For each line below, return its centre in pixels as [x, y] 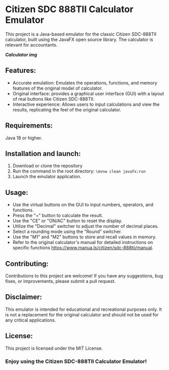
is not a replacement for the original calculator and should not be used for [82, 314]
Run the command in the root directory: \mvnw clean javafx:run [79, 171]
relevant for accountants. [31, 45]
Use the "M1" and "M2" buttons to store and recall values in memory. [85, 237]
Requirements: [29, 126]
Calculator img [21, 55]
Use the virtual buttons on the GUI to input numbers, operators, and [83, 205]
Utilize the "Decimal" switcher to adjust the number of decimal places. [86, 226]
